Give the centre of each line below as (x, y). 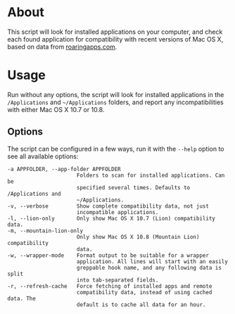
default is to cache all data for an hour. (141, 304)
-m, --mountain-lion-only (45, 231)
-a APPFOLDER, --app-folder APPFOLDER (64, 169)
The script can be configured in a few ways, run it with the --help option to (116, 149)
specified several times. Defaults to (133, 187)
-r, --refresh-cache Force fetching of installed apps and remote (110, 286)
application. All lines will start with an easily (152, 261)
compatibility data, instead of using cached (144, 292)
